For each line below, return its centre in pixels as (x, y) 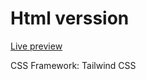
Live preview (36, 46)
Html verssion (70, 18)
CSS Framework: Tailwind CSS (73, 65)
